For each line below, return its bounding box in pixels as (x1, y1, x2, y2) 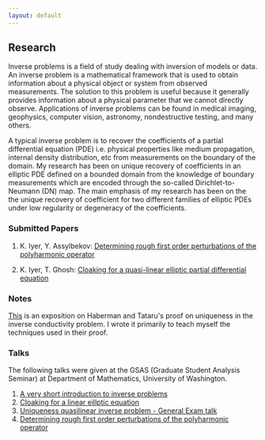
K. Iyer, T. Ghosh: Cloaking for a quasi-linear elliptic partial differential (19, 264, 247, 274)
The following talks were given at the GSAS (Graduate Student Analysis (8, 366, 240, 375)
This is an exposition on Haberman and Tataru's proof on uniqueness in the (8, 311, 254, 321)
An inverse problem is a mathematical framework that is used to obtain (8, 70, 239, 80)
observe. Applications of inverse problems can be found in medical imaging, (8, 104, 257, 113)
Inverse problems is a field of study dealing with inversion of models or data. (8, 62, 258, 71)
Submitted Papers (8, 223, 79, 234)
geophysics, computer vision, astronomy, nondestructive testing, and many (8, 112, 254, 122)
